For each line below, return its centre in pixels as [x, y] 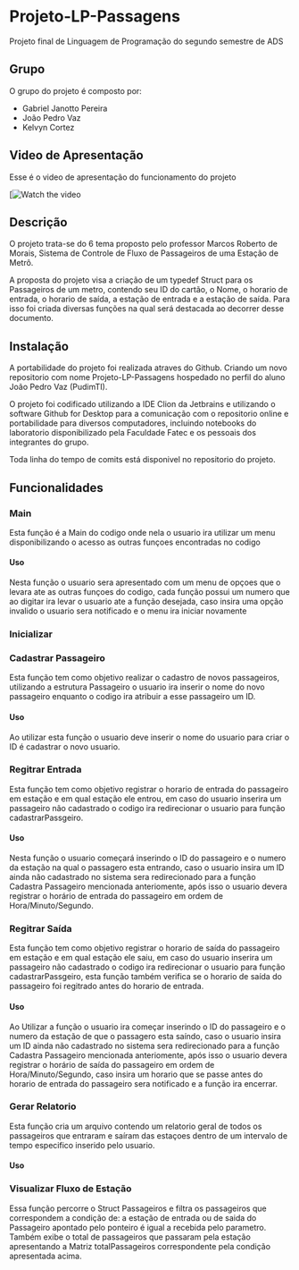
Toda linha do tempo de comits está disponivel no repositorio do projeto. [142, 460]
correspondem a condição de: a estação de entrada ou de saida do [133, 1217]
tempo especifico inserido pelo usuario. [82, 1145]
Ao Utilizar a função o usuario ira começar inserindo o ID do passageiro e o [148, 1027]
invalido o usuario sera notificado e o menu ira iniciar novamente [128, 611]
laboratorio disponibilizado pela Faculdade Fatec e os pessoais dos [133, 433]
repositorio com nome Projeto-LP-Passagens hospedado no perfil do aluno [147, 377]
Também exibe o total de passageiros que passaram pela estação [130, 1237]
